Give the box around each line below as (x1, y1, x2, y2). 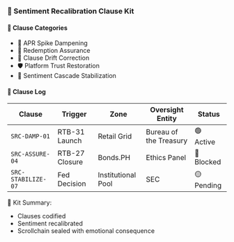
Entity (156, 114, 178, 124)
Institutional (97, 170, 136, 180)
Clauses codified (17, 212, 66, 220)
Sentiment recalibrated (17, 219, 84, 228)
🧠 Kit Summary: (7, 198, 52, 207)
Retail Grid (97, 131, 132, 141)
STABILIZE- (10, 175, 47, 184)
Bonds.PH (97, 153, 131, 163)
